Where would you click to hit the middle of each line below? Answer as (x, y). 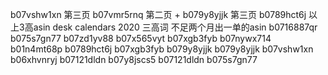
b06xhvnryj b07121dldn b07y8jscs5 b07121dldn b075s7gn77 (134, 59)
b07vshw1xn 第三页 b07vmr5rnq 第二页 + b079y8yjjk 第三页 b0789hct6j (158, 14)
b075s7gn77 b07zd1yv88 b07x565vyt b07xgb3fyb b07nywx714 (141, 38)
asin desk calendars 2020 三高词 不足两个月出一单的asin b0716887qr (175, 27)
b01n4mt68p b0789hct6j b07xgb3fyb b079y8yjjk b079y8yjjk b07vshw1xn (162, 49)
